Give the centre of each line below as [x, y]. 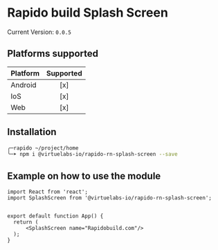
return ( [26, 222]
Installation [32, 132]
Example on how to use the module [84, 176]
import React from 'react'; [48, 192]
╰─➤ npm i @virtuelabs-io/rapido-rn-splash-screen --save [92, 154]
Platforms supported [53, 54]
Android [24, 84]
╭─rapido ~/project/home [43, 148]
